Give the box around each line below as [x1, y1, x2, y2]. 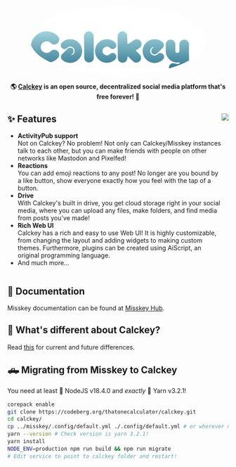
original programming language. [17, 251, 110, 260]
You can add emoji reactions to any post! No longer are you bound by [17, 169, 219, 177]
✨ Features [7, 113, 57, 124]
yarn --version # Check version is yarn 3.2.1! [7, 430, 150, 437]
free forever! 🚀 [96, 93, 140, 101]
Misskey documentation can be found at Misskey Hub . [7, 304, 165, 312]
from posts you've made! [17, 214, 90, 222]
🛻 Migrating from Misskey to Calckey [7, 364, 178, 376]
